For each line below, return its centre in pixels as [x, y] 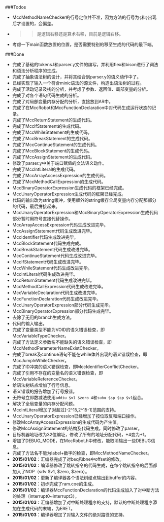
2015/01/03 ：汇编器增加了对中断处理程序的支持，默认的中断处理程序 [82, 502]
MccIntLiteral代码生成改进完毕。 [45, 274]
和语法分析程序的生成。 [36, 71]
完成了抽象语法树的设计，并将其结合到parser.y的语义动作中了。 [77, 77]
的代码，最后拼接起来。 [36, 206]
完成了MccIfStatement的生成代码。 [48, 126]
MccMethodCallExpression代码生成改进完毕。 [59, 286]
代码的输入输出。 [30, 323]
